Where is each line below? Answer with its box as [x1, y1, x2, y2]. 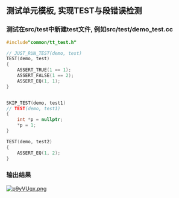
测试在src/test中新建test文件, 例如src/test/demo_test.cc [6, 25, 174, 34]
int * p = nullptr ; [17, 117, 63, 123]
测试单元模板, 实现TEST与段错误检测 [6, 5, 142, 16]
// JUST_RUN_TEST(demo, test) [6, 50, 83, 56]
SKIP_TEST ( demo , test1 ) [6, 100, 66, 106]
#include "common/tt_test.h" [6, 39, 77, 45]
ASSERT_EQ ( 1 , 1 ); [17, 78, 61, 84]
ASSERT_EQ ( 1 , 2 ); [17, 150, 61, 156]
